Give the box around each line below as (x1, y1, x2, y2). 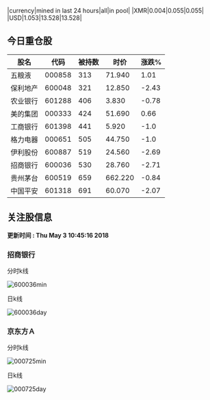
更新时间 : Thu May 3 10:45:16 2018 (7, 231, 109, 239)
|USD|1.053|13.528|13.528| (7, 14, 82, 22)
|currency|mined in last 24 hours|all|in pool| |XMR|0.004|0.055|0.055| (7, 7, 204, 14)
